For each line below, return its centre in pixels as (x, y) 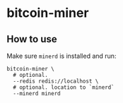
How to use (32, 39)
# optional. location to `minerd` (64, 87)
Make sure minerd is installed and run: (61, 56)
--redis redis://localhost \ (56, 81)
